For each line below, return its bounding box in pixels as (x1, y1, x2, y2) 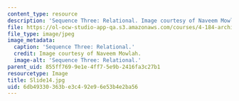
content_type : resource (7, 10, 78, 18)
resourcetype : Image (7, 70, 69, 77)
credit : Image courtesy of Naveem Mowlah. (14, 51, 142, 58)
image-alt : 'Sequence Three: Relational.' (14, 57, 142, 64)
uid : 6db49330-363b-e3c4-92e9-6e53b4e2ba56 (7, 83, 139, 90)
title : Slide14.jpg (7, 76, 65, 84)
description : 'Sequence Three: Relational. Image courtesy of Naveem (7, 17, 218, 24)
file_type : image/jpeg (7, 30, 75, 38)
